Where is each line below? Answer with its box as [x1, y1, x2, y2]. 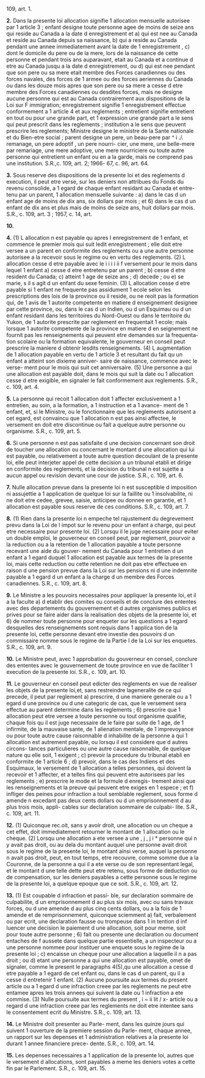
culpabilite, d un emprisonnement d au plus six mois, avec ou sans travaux [6, 899, 193, 905]
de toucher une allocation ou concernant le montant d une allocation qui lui [6, 446, 195, 453]
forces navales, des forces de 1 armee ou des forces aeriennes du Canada [6, 76, 193, 82]
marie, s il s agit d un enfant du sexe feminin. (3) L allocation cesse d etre [6, 280, 190, 286]
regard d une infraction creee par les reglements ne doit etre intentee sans [6, 1002, 194, 1009]
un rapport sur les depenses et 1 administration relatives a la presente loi [6, 1033, 189, 1040]
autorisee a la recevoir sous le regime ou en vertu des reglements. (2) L [6, 253, 186, 261]
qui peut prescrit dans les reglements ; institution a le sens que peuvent [6, 121, 186, 128]
